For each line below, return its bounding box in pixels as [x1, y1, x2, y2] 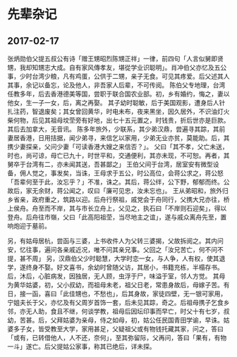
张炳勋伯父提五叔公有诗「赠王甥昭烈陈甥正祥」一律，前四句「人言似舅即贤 [7, 54, 224, 63]
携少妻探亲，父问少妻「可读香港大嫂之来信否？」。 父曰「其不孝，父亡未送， [7, 142, 229, 151]
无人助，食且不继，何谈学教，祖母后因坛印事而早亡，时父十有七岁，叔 [25, 307, 230, 315]
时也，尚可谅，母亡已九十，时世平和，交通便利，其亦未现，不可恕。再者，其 [7, 151, 230, 159]
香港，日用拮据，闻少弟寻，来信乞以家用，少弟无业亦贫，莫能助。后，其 [19, 134, 230, 142]
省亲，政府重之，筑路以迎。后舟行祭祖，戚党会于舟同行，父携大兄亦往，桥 [13, 195, 230, 203]
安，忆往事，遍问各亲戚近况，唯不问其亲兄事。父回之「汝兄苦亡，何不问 [7, 246, 217, 253]
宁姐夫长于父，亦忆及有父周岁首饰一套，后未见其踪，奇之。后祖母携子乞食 [7, 299, 224, 306]
